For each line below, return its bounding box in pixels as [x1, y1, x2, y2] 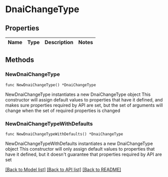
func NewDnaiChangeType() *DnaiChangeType [5, 82, 96, 87]
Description [45, 39, 73, 46]
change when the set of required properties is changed [5, 108, 120, 114]
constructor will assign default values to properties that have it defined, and [5, 96, 163, 102]
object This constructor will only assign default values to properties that [5, 146, 155, 152]
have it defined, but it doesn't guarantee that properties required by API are [5, 151, 162, 157]
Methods [5, 56, 34, 64]
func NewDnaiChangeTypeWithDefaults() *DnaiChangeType [5, 131, 123, 136]
